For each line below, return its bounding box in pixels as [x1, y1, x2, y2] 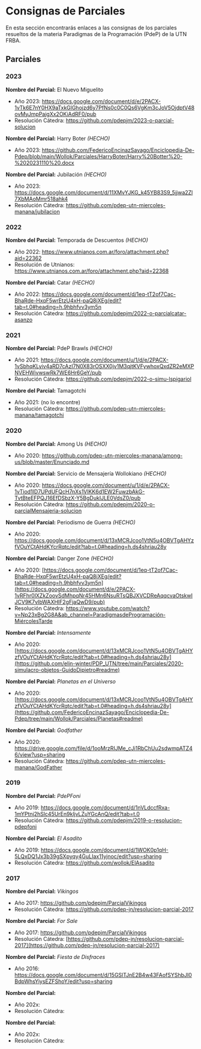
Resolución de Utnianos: [14, 261, 75, 268]
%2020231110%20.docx [14, 159, 74, 166]
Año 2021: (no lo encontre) [14, 399, 80, 406]
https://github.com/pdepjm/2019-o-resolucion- [65, 817, 182, 824]
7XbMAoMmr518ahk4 [14, 195, 68, 202]
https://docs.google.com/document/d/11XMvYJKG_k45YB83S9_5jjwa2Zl [14, 189, 193, 196]
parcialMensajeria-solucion [14, 507, 82, 514]
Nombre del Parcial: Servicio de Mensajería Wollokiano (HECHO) [5, 470, 167, 477]
